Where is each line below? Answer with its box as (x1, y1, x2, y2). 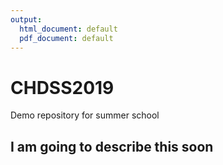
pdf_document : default (19, 33, 114, 43)
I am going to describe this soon (10, 138, 214, 155)
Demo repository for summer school (10, 109, 160, 121)
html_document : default (19, 24, 118, 34)
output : (10, 14, 43, 25)
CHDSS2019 (10, 76, 115, 99)
